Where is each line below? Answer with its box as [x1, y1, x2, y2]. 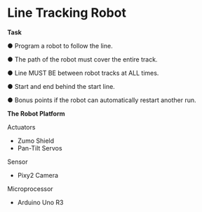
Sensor [7, 157, 28, 166]
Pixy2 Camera [17, 171, 58, 179]
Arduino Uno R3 [17, 198, 65, 206]
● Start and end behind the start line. [7, 82, 116, 90]
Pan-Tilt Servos [17, 143, 62, 152]
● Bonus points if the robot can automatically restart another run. [7, 96, 196, 104]
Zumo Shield [17, 136, 55, 145]
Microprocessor [7, 184, 54, 193]
